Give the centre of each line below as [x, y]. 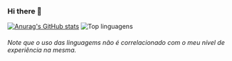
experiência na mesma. [42, 50]
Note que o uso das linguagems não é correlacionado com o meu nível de [116, 42]
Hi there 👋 [25, 11]
